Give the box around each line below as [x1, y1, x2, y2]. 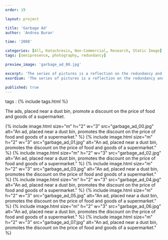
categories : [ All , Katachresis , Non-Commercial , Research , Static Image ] [5, 48, 162, 53]
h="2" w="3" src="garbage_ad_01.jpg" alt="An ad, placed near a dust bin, [5, 139, 157, 146]
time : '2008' [5, 39, 32, 44]
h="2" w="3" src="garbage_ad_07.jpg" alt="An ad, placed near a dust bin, [5, 219, 157, 225]
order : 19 [5, 7, 26, 13]
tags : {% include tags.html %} [5, 98, 68, 104]
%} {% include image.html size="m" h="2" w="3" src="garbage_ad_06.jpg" [5, 203, 161, 209]
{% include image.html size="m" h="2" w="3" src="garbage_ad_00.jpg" [5, 124, 154, 130]
